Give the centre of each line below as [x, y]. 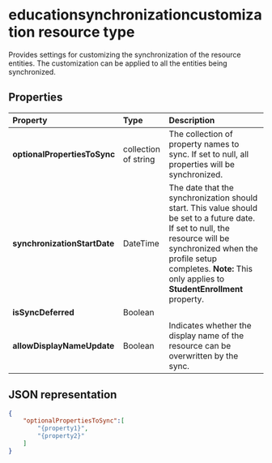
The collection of [201, 134]
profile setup [193, 259]
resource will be [199, 238]
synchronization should [213, 198]
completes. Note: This [211, 268]
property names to [204, 144]
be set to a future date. [212, 218]
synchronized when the [213, 248]
